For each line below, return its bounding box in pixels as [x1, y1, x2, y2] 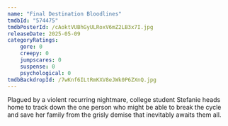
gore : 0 [20, 43, 42, 50]
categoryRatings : [7, 37, 59, 44]
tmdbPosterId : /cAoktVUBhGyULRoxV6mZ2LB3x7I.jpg [7, 23, 154, 30]
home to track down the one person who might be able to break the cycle [7, 103, 222, 112]
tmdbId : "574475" [7, 17, 59, 24]
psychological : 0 [20, 69, 72, 76]
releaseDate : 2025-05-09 [7, 30, 81, 38]
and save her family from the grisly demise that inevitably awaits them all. [7, 110, 222, 119]
